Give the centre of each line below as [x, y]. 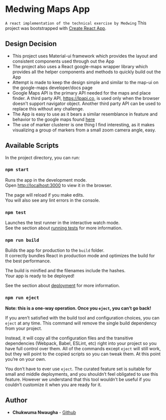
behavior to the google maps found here [54, 119]
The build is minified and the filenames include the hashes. [65, 271]
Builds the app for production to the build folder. [55, 250]
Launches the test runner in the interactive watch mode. [63, 223]
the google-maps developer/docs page [52, 88]
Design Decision [31, 44]
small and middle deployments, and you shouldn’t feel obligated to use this [82, 374]
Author [16, 400]
